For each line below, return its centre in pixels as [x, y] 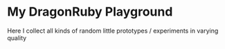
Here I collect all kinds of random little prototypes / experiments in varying [113, 31]
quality [17, 37]
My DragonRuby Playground [90, 12]
